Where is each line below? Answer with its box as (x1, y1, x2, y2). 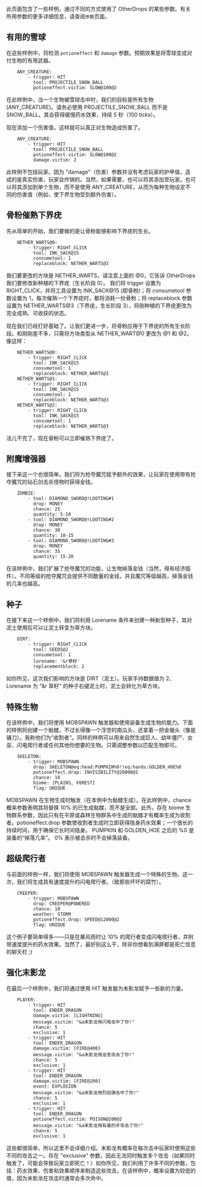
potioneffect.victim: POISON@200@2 (32, 1116, 122, 1122)
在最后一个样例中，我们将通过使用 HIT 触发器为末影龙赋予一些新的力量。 (6, 985, 187, 992)
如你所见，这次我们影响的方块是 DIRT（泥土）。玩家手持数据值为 (6, 675, 165, 682)
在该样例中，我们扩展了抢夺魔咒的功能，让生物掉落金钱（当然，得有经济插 (6, 565, 191, 572)
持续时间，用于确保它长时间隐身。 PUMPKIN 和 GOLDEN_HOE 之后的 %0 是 (6, 827, 194, 834)
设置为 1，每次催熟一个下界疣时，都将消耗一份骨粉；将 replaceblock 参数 (11, 294, 192, 301)
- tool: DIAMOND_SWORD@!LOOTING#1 (28, 496, 114, 502)
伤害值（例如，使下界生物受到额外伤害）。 (16, 190, 120, 198)
